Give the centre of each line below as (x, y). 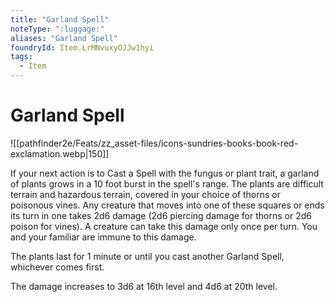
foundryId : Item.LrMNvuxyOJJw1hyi (82, 47)
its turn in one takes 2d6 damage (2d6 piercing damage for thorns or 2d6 (161, 215)
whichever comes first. (57, 267)
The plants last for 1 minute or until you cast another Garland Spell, (147, 256)
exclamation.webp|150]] (60, 153)
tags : (21, 57)
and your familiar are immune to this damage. (103, 237)
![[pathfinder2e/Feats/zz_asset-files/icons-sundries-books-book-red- (154, 143)
